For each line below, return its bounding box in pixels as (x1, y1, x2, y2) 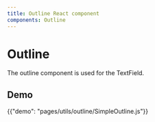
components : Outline (7, 17, 67, 23)
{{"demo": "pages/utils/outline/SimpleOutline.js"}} (7, 108, 149, 116)
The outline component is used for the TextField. (7, 69, 145, 77)
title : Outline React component (7, 10, 99, 17)
